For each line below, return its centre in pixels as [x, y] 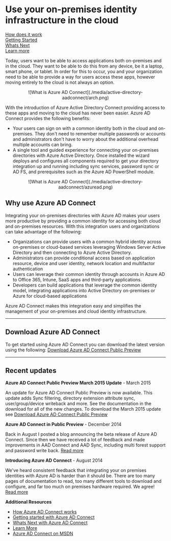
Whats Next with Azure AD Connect [50, 523]
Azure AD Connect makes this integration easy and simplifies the [73, 305]
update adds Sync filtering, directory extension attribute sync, [70, 398]
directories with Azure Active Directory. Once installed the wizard [81, 155]
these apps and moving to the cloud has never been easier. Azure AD [78, 113]
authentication [28, 269]
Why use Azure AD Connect [50, 203]
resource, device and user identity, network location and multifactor [84, 263]
